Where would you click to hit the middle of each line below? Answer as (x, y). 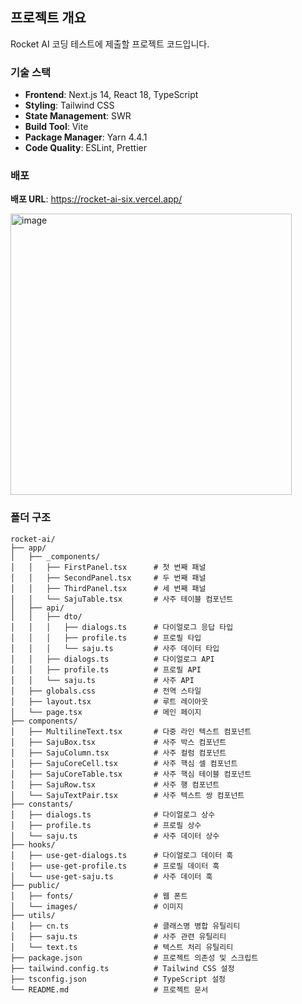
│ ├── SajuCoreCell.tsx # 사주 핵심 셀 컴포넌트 (124, 763)
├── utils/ (33, 915)
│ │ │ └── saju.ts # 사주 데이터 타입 (115, 648)
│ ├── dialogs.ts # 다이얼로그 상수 (113, 814)
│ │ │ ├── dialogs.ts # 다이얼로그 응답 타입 (122, 627)
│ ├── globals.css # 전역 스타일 (106, 691)
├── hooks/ (33, 844)
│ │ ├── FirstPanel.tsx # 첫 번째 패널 (108, 567)
